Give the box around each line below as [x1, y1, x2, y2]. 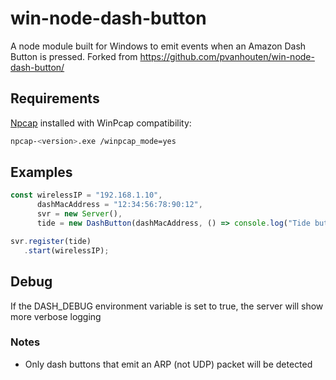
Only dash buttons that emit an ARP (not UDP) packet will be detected [24, 358, 313, 370]
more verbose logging [10, 310, 102, 322]
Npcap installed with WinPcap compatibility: [10, 117, 192, 129]
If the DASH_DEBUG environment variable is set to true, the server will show [10, 300, 324, 312]
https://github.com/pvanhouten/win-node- [139, 50, 315, 62]
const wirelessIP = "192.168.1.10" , [10, 190, 163, 201]
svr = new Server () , [36, 209, 123, 219]
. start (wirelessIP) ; [23, 245, 110, 256]
